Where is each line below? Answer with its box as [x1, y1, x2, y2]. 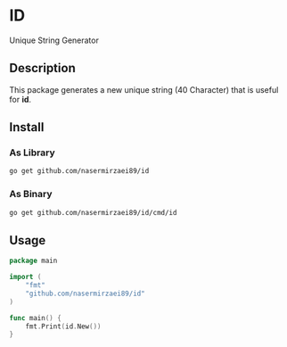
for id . [9, 94, 32, 104]
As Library [9, 146, 55, 159]
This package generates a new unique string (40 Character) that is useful [9, 84, 279, 95]
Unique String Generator [9, 35, 100, 45]
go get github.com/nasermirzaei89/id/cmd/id [9, 208, 177, 217]
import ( [9, 273, 42, 282]
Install [9, 120, 45, 135]
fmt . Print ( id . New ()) [25, 322, 102, 331]
